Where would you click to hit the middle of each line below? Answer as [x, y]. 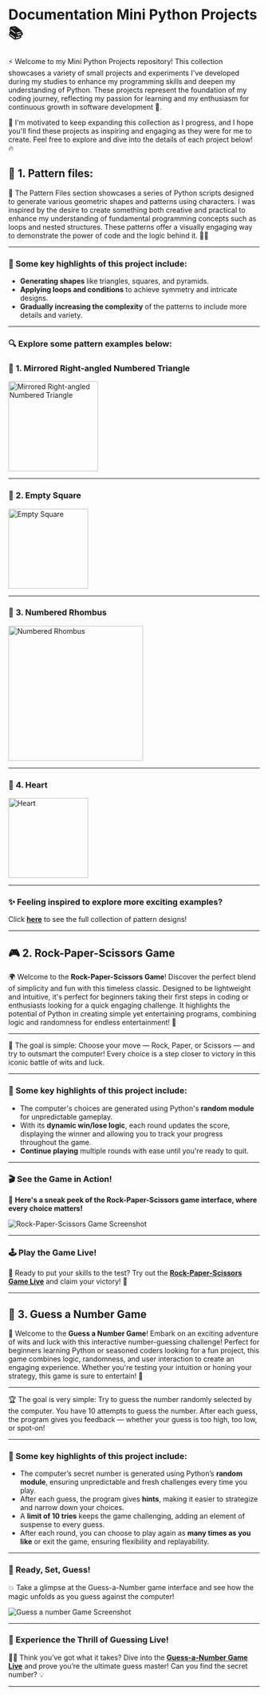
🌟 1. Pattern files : [51, 174]
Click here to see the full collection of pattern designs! [98, 920]
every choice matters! [45, 1208]
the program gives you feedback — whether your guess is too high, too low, [133, 1419]
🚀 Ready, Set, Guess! [49, 1570]
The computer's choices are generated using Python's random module [137, 1108]
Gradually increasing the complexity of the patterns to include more [133, 307]
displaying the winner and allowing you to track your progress [121, 1133]
